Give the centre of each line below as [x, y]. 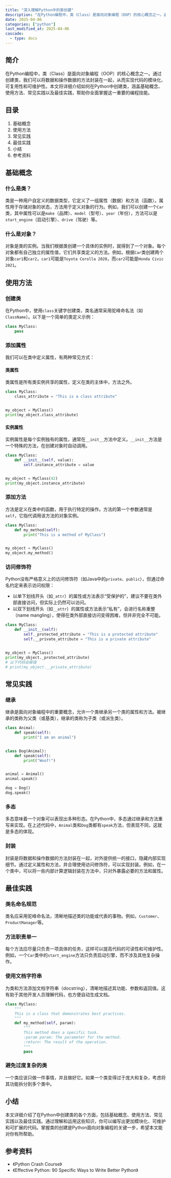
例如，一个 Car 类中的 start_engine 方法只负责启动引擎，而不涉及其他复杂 [80, 955]
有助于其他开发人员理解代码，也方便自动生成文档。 [59, 994]
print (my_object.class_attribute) [42, 415]
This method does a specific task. [61, 1033]
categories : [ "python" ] [31, 24]
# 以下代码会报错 [21, 662]
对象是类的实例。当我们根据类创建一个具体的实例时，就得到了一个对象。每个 [85, 246]
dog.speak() [18, 793]
